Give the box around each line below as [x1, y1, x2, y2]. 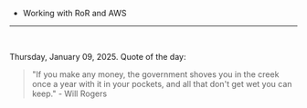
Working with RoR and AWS [22, 8, 127, 18]
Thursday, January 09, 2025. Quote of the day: [9, 52, 186, 62]
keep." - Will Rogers [31, 88, 108, 99]
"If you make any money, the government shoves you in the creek [31, 69, 280, 80]
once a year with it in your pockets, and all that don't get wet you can [31, 79, 292, 89]
